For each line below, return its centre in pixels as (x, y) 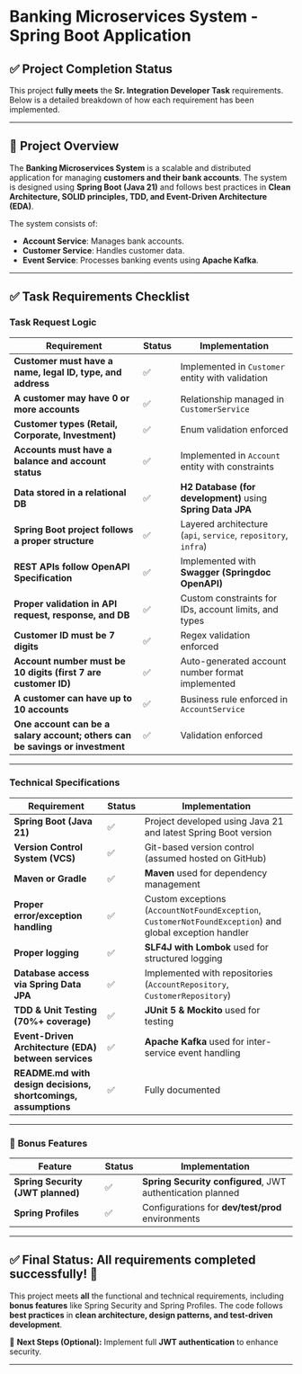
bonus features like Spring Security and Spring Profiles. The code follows (146, 1305)
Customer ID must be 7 (64, 635)
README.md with (52, 1073)
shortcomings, (46, 1095)
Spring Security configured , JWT (214, 1182)
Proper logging (46, 952)
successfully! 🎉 (54, 1274)
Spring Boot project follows (74, 530)
